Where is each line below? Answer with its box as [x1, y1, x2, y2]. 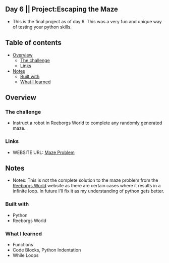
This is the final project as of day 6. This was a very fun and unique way [12, 18, 162, 24]
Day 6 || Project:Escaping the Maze [5, 5, 119, 14]
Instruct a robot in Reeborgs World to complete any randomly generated [12, 120, 162, 126]
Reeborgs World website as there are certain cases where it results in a [12, 183, 161, 189]
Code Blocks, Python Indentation [12, 247, 81, 253]
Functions [12, 242, 34, 248]
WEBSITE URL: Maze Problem [12, 149, 75, 155]
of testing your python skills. [12, 24, 72, 30]
